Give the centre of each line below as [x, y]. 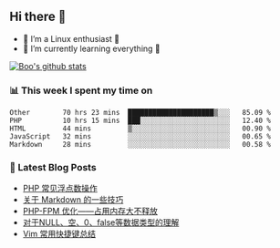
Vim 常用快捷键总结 [59, 234]
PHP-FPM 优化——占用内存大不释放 [90, 212]
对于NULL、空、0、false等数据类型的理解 [101, 222]
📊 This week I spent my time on [81, 90]
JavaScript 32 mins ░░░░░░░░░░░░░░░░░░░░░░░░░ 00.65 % [140, 137]
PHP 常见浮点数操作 [60, 189]
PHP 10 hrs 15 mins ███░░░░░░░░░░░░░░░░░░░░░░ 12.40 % [140, 121]
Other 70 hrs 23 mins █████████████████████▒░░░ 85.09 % [140, 113]
